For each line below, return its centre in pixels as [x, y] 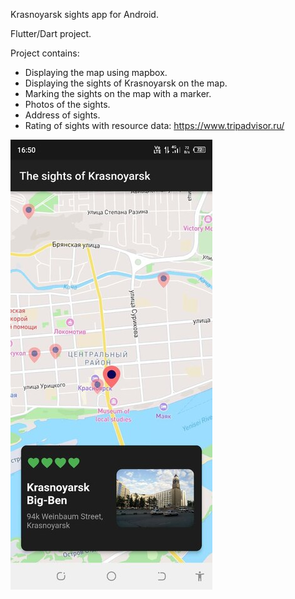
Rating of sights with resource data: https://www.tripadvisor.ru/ [154, 125]
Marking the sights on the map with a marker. [118, 93]
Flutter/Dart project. [51, 33]
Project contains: [45, 53]
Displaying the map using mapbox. [96, 72]
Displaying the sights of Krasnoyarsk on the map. [126, 83]
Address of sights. [62, 115]
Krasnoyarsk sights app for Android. [84, 14]
